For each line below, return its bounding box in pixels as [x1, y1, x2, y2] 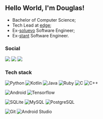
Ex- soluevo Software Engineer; [12, 27, 75, 33]
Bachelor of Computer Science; [12, 17, 76, 23]
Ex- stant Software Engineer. [12, 32, 69, 38]
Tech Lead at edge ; [12, 22, 51, 28]
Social [5, 45, 21, 52]
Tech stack [5, 69, 32, 76]
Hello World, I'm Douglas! [5, 4, 85, 12]
